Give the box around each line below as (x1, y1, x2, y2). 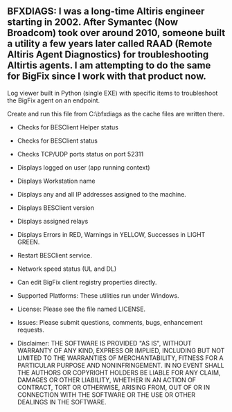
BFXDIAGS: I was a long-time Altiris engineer (7, 6, 205, 17)
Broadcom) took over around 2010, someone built (7, 27, 226, 39)
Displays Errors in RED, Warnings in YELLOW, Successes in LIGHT (17, 230, 206, 238)
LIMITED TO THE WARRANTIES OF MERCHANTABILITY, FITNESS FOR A (17, 353, 224, 362)
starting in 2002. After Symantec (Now (7, 17, 179, 28)
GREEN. (17, 238, 40, 246)
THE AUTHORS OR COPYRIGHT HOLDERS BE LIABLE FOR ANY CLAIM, (17, 368, 221, 377)
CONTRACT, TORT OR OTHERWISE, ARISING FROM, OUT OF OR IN (17, 383, 210, 391)
